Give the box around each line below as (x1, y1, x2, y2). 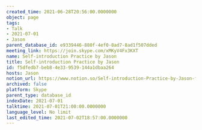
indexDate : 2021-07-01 (6, 98, 63, 104)
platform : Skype (6, 87, 47, 93)
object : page (6, 14, 39, 20)
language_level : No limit (6, 109, 71, 115)
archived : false (6, 81, 47, 87)
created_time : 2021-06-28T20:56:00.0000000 (6, 8, 117, 15)
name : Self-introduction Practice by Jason (6, 53, 117, 59)
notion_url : (6, 75, 36, 81)
